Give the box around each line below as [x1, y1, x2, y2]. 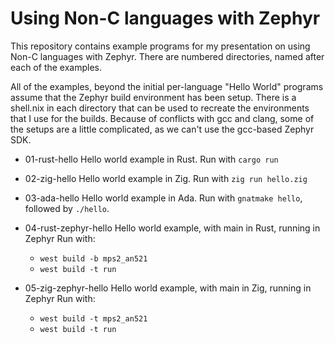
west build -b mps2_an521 [39, 253, 148, 264]
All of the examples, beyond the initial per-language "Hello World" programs [10, 80, 324, 92]
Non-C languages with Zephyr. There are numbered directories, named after [10, 50, 325, 62]
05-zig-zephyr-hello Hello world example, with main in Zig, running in [24, 282, 312, 294]
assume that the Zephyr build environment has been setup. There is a [10, 91, 297, 103]
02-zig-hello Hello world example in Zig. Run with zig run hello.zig [24, 172, 308, 184]
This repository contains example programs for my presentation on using [10, 40, 311, 52]
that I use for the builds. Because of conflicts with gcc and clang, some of [10, 112, 315, 124]
